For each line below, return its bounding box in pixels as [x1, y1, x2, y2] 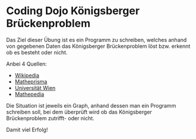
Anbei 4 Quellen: [6, 60, 48, 67]
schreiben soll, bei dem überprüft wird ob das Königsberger [6, 108, 153, 115]
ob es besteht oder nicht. [6, 49, 68, 56]
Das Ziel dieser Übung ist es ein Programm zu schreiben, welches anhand [6, 36, 187, 43]
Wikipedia [14, 72, 40, 79]
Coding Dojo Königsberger [6, 4, 140, 18]
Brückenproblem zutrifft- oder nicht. [6, 114, 95, 122]
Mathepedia [14, 90, 45, 98]
